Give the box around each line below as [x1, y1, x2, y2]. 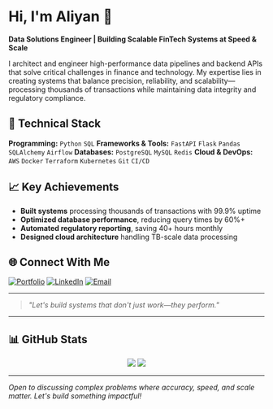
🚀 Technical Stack [8, 117, 102, 131]
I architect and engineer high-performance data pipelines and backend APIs [8, 59, 262, 68]
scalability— [194, 76, 236, 85]
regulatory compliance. [8, 93, 86, 102]
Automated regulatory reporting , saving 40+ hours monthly [19, 223, 223, 233]
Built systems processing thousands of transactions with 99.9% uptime [19, 206, 262, 215]
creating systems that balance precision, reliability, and [8, 76, 193, 85]
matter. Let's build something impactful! [8, 391, 142, 401]
